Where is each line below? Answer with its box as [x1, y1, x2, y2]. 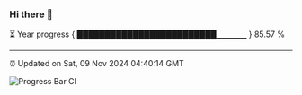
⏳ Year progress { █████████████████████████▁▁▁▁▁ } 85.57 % [9, 29, 286, 39]
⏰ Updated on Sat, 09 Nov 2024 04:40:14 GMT [9, 58, 184, 69]
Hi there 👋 [9, 8, 54, 21]
